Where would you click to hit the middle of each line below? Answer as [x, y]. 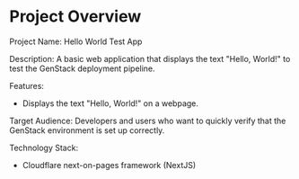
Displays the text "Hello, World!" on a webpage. [110, 103]
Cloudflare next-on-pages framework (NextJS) [109, 165]
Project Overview [75, 17]
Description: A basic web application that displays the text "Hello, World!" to [150, 58]
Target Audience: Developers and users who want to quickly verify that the [148, 121]
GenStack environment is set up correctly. [87, 130]
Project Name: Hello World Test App [76, 41]
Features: [27, 85]
